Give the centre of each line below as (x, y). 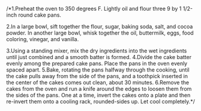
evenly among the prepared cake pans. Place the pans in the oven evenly (97, 63)
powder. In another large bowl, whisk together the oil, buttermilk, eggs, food (100, 33)
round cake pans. (40, 15)
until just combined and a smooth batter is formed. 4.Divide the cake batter (99, 57)
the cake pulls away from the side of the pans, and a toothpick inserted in (97, 76)
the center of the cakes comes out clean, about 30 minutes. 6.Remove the (98, 82)
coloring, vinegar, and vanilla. (43, 39)
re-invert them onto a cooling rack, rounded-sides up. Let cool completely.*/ (100, 101)
